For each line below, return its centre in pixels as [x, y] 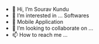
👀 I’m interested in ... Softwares [50, 15]
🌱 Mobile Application [37, 22]
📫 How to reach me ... [40, 35]
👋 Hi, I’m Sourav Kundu [40, 9]
